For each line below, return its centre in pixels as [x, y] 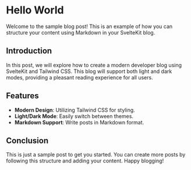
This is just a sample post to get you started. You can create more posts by [96, 155]
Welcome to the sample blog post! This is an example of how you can [89, 26]
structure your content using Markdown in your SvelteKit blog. [81, 32]
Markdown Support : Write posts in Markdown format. [79, 122]
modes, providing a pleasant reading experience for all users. [79, 77]
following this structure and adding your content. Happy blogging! [85, 161]
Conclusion [27, 140]
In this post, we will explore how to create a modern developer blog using [94, 65]
